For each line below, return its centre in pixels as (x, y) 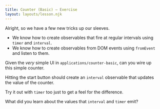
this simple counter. (25, 68)
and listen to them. (31, 53)
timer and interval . (32, 43)
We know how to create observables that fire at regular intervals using (83, 38)
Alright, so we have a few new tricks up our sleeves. (57, 28)
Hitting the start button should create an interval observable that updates (80, 77)
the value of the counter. (30, 82)
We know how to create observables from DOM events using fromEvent (84, 48)
